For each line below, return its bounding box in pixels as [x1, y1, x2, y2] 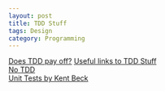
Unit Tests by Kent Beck [8, 73, 89, 83]
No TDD [8, 65, 36, 75]
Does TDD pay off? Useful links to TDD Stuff [8, 56, 157, 66]
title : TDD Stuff [8, 19, 67, 27]
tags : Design [8, 27, 53, 35]
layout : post [8, 11, 53, 20]
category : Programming [8, 34, 85, 43]
